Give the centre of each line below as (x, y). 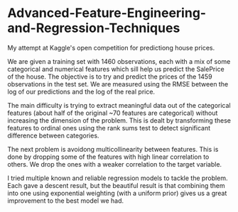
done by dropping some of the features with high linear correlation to (108, 157)
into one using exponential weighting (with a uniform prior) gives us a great (117, 193)
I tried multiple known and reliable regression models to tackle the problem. (118, 178)
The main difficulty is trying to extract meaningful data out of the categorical (119, 105)
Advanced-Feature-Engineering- (107, 13)
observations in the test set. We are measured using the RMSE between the (118, 84)
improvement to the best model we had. (66, 201)
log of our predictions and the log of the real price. (81, 91)
